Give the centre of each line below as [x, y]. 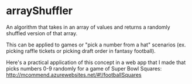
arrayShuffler [40, 11]
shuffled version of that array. [42, 33]
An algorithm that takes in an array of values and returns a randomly [88, 27]
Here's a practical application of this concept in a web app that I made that [96, 62]
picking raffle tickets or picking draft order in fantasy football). [81, 51]
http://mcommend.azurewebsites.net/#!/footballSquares [74, 75]
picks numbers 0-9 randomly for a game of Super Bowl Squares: [84, 68]
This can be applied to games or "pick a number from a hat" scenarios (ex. [96, 45]
